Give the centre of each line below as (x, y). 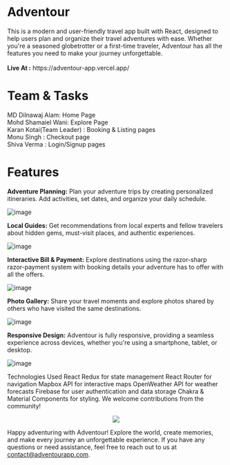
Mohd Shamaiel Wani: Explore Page (58, 122)
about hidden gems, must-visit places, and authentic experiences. (101, 233)
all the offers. (26, 274)
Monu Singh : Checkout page (49, 137)
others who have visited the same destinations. (74, 308)
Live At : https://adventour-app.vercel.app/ (68, 68)
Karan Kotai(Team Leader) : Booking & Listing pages (82, 129)
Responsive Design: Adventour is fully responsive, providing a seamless (111, 335)
